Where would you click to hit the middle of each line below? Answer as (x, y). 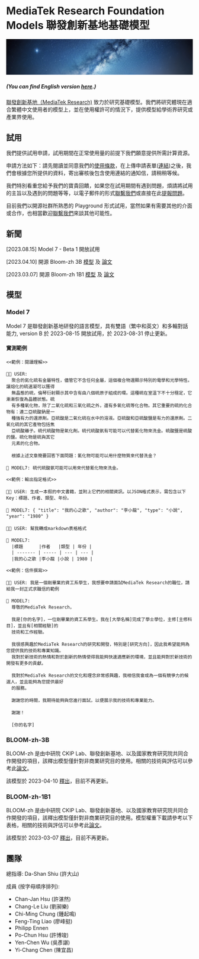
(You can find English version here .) (51, 86)
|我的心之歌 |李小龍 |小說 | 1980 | (52, 559)
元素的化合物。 (27, 443)
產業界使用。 (22, 117)
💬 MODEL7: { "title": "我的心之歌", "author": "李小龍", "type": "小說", (94, 510)
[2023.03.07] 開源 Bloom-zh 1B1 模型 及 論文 (60, 274)
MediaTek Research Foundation (85, 11)
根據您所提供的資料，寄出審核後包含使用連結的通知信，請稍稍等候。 (99, 173)
